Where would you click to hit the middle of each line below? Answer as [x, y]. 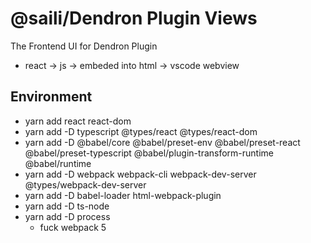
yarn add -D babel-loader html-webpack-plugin [123, 195]
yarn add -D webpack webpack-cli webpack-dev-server [140, 174]
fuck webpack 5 [73, 227]
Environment [51, 97]
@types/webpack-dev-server [85, 184]
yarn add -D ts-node [67, 206]
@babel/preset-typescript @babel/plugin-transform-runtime [149, 153]
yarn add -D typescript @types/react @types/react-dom [141, 131]
